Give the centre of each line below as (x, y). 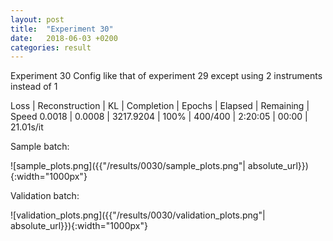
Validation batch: (45, 196)
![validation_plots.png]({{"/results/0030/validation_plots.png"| (138, 215)
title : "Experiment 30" (62, 29)
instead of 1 (34, 87)
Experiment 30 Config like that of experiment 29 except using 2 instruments (166, 76)
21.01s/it (27, 127)
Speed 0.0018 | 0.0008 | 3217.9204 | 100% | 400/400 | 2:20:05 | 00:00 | (159, 117)
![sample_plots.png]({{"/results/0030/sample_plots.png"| (128, 166)
